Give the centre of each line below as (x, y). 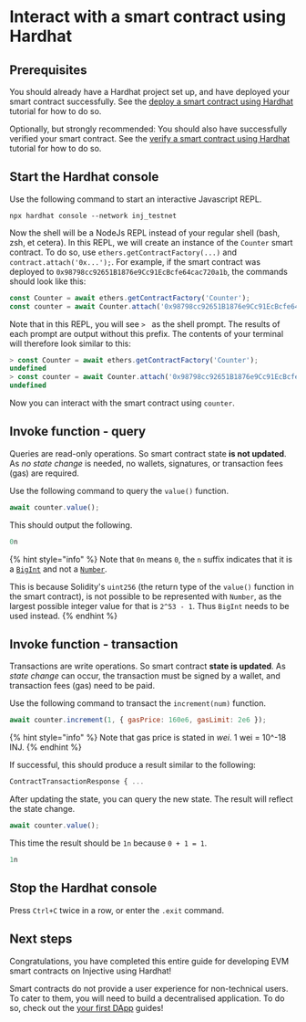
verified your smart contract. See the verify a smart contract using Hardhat (150, 138)
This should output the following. (71, 525)
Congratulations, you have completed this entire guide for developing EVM (149, 961)
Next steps (41, 939)
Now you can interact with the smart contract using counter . (122, 403)
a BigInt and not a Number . (58, 569)
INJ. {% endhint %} (46, 747)
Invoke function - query (78, 432)
